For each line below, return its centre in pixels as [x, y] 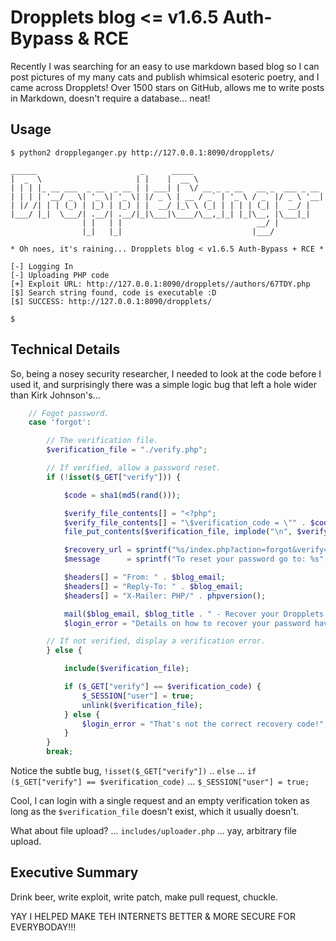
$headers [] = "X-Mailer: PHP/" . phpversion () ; [165, 596]
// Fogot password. [69, 413]
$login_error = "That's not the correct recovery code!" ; [205, 724]
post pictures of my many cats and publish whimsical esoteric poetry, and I [165, 77]
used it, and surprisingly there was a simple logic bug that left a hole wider [163, 384]
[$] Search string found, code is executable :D [113, 292]
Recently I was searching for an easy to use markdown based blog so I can [165, 66]
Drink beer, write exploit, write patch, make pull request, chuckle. [144, 897]
